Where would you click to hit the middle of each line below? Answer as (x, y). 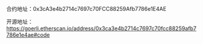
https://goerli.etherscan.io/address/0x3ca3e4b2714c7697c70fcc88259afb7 (101, 28)
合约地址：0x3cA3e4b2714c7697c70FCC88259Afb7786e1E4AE (86, 9)
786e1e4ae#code (28, 35)
